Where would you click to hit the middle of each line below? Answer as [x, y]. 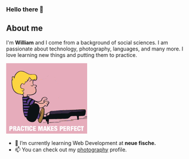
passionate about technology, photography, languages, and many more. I [95, 49]
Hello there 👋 [25, 9]
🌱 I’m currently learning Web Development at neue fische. [85, 143]
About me [24, 28]
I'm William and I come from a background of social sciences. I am [87, 42]
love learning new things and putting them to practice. [72, 55]
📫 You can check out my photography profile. [71, 150]
